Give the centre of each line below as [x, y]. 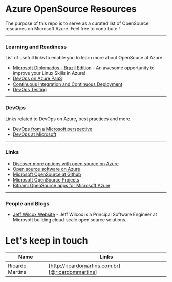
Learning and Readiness [36, 47]
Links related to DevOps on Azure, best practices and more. [68, 119]
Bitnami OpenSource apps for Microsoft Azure [61, 185]
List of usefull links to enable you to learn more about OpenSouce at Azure [84, 58]
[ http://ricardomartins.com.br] [84, 266]
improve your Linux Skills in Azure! [49, 73]
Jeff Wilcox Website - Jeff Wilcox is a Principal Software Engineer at [85, 215]
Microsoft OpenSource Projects [46, 179]
